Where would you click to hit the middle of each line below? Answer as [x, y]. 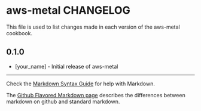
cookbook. [19, 33]
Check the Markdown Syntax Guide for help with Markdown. [81, 84]
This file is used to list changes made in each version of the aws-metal [93, 27]
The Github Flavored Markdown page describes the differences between [96, 95]
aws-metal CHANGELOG [68, 10]
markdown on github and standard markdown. [63, 101]
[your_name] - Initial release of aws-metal [66, 66]
